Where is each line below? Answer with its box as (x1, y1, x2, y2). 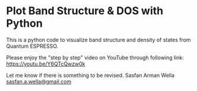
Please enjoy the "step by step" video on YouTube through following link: (6, 54, 184, 61)
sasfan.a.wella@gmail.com (6, 78, 72, 85)
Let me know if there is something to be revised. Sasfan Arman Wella (6, 71, 175, 79)
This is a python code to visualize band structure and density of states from (6, 36, 191, 43)
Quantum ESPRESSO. (6, 43, 59, 50)
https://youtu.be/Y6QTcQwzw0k (6, 60, 85, 67)
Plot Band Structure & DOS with (6, 4, 164, 18)
